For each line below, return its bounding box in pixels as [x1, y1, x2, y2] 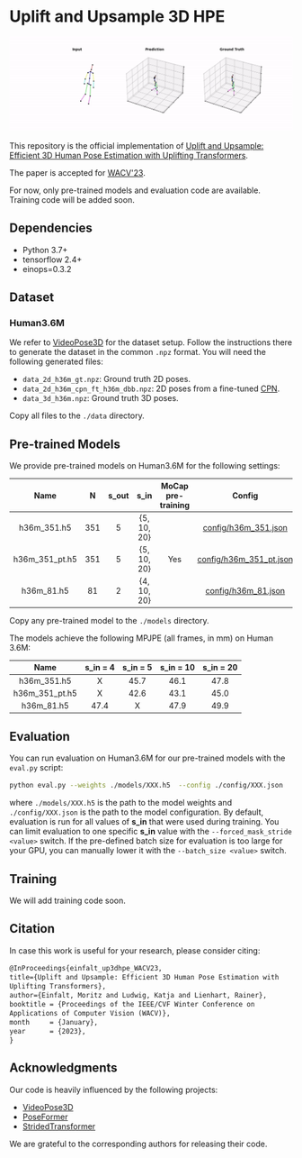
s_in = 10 [160, 662, 196, 673]
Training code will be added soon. [9, 194, 135, 205]
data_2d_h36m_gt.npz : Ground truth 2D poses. [22, 374, 191, 385]
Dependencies [9, 221, 93, 236]
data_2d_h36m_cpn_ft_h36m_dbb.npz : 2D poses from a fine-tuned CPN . [22, 383, 280, 394]
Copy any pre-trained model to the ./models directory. [9, 615, 209, 625]
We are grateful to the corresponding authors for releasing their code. [9, 1138, 268, 1149]
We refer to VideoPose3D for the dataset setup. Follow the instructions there [9, 337, 293, 348]
